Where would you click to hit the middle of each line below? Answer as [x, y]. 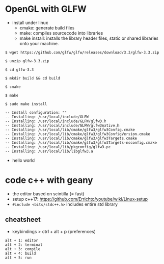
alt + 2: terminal [24, 245]
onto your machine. [39, 43]
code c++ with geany [49, 180]
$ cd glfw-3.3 [20, 70]
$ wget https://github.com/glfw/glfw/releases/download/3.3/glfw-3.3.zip [82, 53]
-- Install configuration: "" [36, 112]
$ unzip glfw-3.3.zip [27, 61]
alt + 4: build [21, 253]
